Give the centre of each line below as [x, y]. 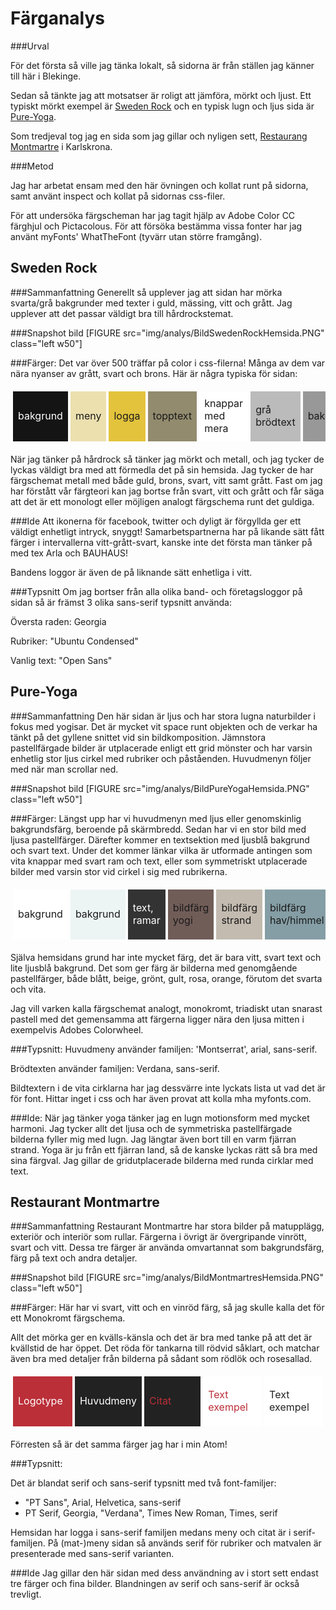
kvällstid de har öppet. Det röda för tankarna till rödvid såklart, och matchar [165, 1348]
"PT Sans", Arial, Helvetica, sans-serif [103, 1503]
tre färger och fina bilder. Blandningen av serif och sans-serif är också [155, 1584]
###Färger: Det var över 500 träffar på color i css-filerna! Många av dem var [168, 363]
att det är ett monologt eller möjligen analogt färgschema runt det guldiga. [162, 501]
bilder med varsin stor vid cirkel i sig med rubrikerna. [119, 871]
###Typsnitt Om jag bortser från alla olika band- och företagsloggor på [156, 591]
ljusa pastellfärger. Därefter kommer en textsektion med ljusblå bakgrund [160, 839]
